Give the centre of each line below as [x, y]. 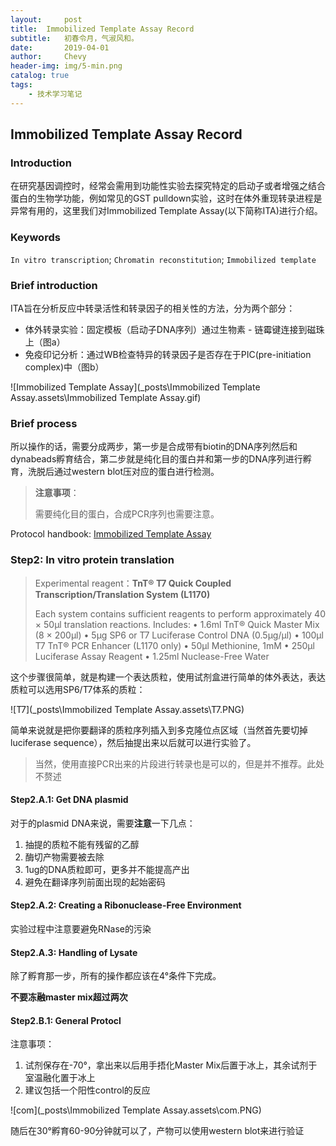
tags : [21, 85]
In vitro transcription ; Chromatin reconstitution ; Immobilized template [163, 259]
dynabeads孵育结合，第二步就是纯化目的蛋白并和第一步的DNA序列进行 [156, 459]
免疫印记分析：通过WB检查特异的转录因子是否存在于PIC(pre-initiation [168, 354]
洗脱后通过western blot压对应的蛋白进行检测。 [123, 472]
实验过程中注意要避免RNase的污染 [81, 928]
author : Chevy [48, 57]
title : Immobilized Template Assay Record [102, 29]
